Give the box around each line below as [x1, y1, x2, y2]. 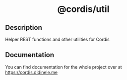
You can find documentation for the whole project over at [5, 64, 123, 70]
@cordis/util [57, 3, 110, 15]
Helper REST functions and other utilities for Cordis [5, 36, 110, 42]
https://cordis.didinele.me [5, 69, 58, 75]
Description [5, 23, 42, 32]
